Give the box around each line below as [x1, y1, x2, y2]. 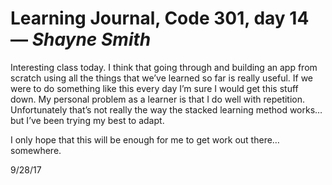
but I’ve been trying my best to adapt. [10, 114, 165, 126]
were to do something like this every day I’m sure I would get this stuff [10, 82, 299, 94]
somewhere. [10, 144, 62, 156]
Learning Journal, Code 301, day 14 [10, 7, 310, 30]
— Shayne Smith [10, 28, 152, 51]
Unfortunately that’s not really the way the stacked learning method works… [10, 103, 323, 116]
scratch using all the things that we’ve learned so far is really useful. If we [10, 72, 314, 84]
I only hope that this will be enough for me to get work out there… [10, 133, 280, 146]
